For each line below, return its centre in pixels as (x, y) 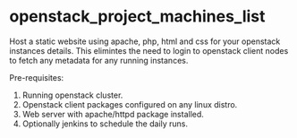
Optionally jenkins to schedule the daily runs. (105, 124)
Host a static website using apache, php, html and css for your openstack (145, 41)
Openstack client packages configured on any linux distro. (130, 104)
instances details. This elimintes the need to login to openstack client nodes (149, 50)
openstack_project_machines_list (137, 17)
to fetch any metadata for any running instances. (99, 60)
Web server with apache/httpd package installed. (113, 114)
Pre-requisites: (37, 77)
